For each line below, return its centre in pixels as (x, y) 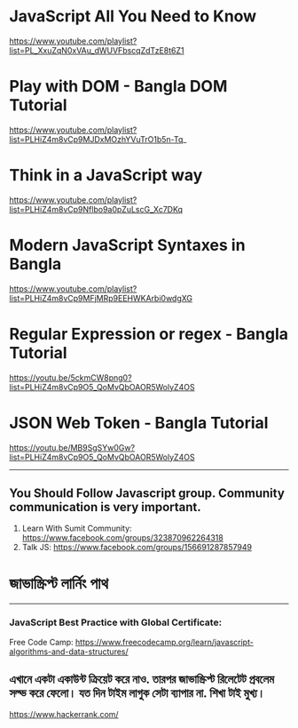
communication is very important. (105, 507)
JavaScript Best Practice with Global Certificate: (116, 622)
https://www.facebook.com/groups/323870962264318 (122, 538)
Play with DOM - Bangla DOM (118, 87)
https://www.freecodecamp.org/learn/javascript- (165, 642)
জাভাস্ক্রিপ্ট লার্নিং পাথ (59, 583)
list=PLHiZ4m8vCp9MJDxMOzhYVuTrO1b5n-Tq (96, 139)
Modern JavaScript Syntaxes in (127, 245)
